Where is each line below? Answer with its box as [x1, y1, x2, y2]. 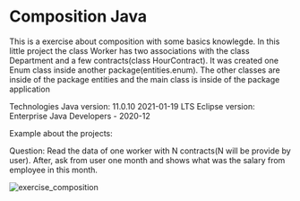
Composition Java [9, 6, 148, 27]
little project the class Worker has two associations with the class [9, 45, 250, 56]
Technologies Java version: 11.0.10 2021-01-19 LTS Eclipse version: [9, 100, 255, 111]
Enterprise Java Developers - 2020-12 [9, 110, 150, 121]
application [9, 83, 51, 94]
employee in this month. [9, 164, 99, 175]
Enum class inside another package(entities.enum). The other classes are [9, 65, 280, 75]
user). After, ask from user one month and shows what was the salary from [9, 154, 286, 165]
